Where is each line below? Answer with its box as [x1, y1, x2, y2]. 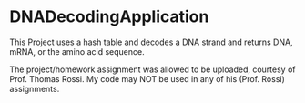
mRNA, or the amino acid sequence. [9, 46, 145, 57]
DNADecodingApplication [9, 6, 209, 27]
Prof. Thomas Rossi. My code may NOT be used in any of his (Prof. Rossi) [9, 73, 285, 84]
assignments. [9, 83, 60, 94]
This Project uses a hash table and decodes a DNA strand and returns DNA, [9, 36, 293, 47]
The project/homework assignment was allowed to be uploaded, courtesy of [9, 64, 296, 75]
